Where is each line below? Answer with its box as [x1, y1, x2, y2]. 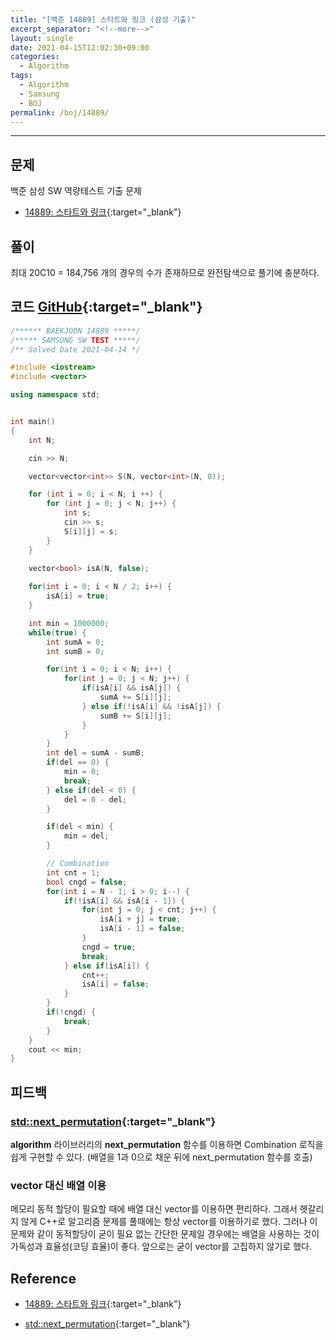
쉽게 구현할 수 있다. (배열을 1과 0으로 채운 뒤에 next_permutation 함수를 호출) [10, 1151, 313, 1163]
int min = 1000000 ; [28, 618, 110, 628]
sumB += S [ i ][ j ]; [99, 711, 172, 721]
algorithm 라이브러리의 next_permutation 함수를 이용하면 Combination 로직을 [10, 1139, 324, 1150]
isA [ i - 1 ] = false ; [99, 924, 186, 934]
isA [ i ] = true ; [46, 591, 110, 601]
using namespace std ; [10, 390, 101, 400]
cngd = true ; [81, 942, 137, 952]
